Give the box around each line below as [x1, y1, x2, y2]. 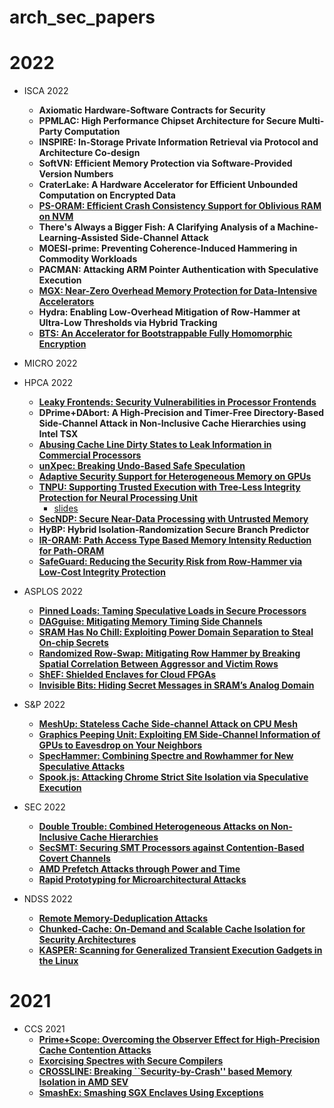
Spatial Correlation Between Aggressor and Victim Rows [38, 658, 279, 670]
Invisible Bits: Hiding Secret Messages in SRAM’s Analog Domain [38, 679, 315, 691]
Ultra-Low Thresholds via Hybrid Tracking [38, 317, 218, 329]
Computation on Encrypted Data [38, 189, 176, 201]
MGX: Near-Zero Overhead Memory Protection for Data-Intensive [38, 285, 318, 297]
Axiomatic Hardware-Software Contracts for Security [38, 104, 266, 116]
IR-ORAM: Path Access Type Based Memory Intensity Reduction [38, 534, 312, 546]
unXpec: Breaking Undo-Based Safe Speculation [38, 460, 246, 472]
